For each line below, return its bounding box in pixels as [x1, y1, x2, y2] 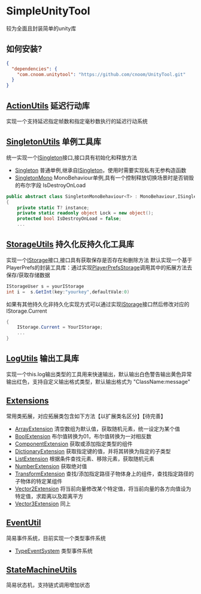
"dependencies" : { [11, 66, 58, 72]
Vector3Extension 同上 [14, 500, 71, 507]
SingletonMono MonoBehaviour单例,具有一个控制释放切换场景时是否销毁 [14, 174, 194, 181]
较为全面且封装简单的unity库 [6, 25, 77, 32]
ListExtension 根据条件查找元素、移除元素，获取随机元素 [14, 455, 154, 462]
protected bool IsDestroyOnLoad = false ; [17, 216, 121, 222]
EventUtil [6, 518, 41, 528]
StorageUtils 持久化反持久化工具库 [6, 240, 135, 250]
